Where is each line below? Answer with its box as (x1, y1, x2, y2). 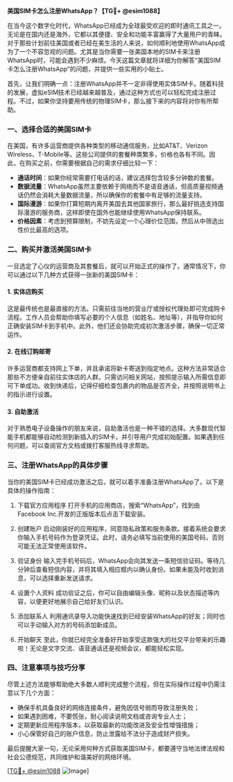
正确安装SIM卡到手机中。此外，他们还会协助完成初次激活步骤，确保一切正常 (7, 322, 225, 330)
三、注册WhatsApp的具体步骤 (7, 460, 108, 470)
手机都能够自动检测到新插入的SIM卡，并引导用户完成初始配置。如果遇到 (12, 433, 219, 441)
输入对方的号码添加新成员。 (41, 620, 121, 629)
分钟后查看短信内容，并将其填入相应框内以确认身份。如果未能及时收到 (17, 565, 218, 573)
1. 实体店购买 (7, 288, 44, 296)
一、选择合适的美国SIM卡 (7, 124, 92, 134)
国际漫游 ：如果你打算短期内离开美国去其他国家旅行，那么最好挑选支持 (17, 200, 218, 208)
